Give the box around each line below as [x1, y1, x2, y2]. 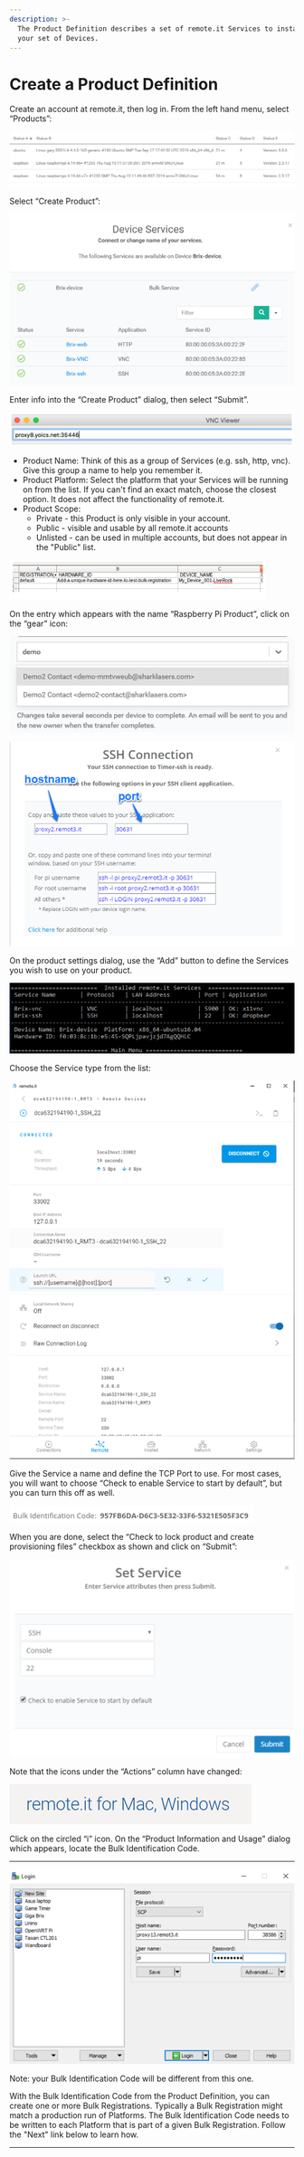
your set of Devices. [17, 33, 100, 43]
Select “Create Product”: [9, 195, 101, 206]
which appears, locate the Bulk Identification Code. [9, 1843, 201, 1854]
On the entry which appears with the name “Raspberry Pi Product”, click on [9, 609, 290, 620]
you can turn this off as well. [9, 1487, 116, 1498]
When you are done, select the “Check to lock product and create [9, 1532, 255, 1543]
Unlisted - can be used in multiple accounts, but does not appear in [35, 532, 288, 543]
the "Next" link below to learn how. [9, 2129, 139, 2140]
